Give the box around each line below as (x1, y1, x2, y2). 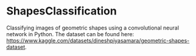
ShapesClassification (6, 4, 117, 18)
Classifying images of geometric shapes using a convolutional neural (6, 24, 180, 31)
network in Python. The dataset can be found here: (6, 30, 135, 37)
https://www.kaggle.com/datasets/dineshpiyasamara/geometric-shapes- (6, 37, 190, 44)
